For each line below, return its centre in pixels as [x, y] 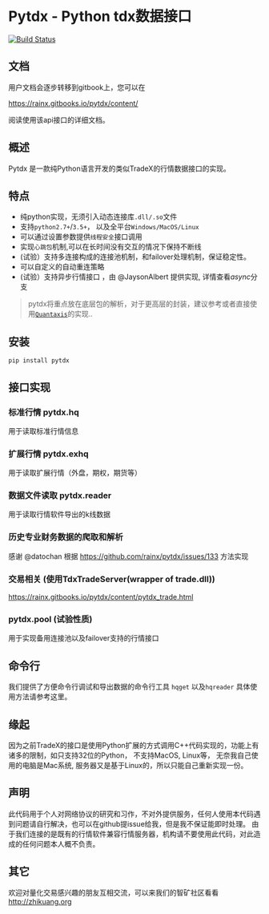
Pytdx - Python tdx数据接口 [100, 16]
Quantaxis [51, 315]
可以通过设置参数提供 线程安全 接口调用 [81, 237]
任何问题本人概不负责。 [61, 843]
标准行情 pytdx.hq [44, 412]
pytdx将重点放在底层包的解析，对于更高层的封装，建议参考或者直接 [139, 304]
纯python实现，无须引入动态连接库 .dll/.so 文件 [98, 216]
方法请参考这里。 [43, 697]
